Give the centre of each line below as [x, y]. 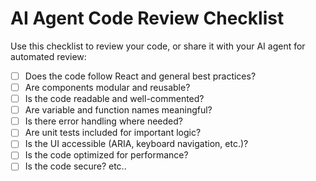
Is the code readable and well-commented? [114, 99]
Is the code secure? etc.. [75, 166]
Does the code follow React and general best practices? [140, 76]
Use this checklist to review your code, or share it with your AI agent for [158, 46]
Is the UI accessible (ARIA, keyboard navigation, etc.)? [136, 144]
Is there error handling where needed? [103, 121]
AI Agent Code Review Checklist [147, 18]
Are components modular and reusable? [107, 87]
